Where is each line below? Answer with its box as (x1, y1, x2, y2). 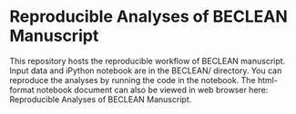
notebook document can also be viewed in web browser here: (36, 84, 269, 95)
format (9, 84, 35, 95)
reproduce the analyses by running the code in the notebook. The (9, 74, 257, 85)
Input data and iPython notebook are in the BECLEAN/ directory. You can (9, 65, 282, 76)
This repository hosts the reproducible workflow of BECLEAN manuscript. (9, 55, 286, 66)
